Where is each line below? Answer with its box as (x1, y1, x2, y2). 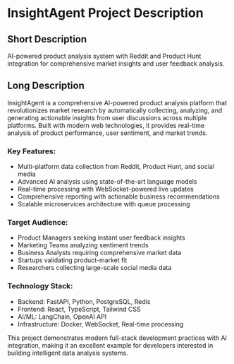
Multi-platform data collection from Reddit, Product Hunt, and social (17, 163, 215, 171)
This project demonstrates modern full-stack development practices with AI (7, 334, 228, 342)
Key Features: (7, 146, 56, 156)
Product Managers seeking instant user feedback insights (17, 233, 185, 242)
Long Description (7, 80, 85, 92)
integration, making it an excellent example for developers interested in (7, 341, 214, 349)
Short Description (7, 33, 87, 45)
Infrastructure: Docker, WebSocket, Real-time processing (17, 319, 184, 328)
